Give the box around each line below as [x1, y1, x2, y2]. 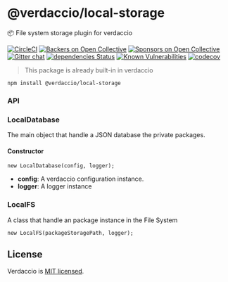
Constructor [7, 146, 44, 155]
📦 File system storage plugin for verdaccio [7, 28, 132, 37]
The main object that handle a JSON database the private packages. [7, 131, 205, 139]
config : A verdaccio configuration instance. [17, 174, 144, 184]
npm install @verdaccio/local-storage [7, 79, 121, 86]
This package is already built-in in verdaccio [24, 65, 153, 75]
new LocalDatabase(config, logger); [7, 162, 115, 169]
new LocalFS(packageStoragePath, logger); [7, 229, 134, 236]
